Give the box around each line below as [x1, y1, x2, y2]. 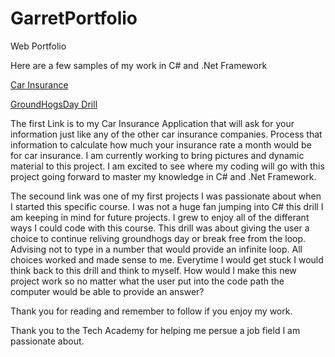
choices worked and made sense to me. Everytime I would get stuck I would [10, 253, 324, 266]
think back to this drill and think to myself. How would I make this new [10, 264, 297, 276]
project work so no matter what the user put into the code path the [10, 275, 285, 287]
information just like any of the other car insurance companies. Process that [10, 128, 323, 140]
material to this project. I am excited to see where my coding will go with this [10, 160, 325, 172]
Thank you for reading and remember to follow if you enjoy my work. [10, 305, 293, 317]
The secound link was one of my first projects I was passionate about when [10, 190, 322, 202]
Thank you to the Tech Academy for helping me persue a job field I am [10, 324, 301, 336]
